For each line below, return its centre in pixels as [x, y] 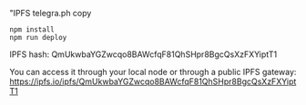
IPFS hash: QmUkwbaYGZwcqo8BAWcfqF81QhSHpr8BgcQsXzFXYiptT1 [143, 54]
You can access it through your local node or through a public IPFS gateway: [153, 72]
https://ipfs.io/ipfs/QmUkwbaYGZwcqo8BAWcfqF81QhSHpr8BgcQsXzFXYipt [153, 81]
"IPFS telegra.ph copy [51, 13]
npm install [32, 30]
